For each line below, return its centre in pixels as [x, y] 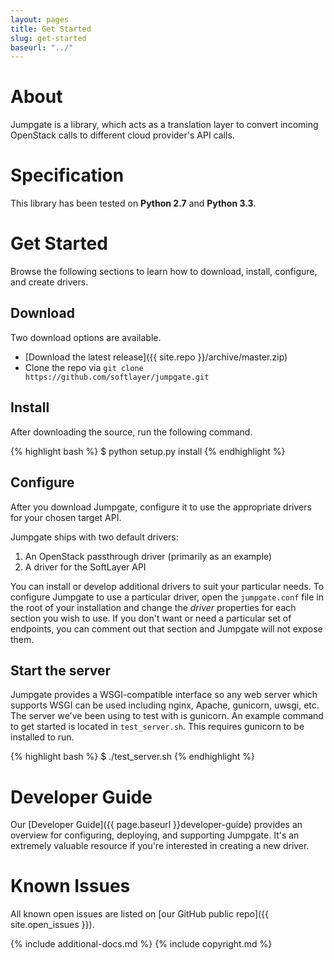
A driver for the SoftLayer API [85, 567]
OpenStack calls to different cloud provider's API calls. [122, 135]
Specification [67, 175]
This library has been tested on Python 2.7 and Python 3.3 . [133, 203]
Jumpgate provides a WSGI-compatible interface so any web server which [164, 695]
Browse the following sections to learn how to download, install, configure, [164, 272]
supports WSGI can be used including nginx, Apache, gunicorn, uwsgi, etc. [165, 705]
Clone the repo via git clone [84, 367]
